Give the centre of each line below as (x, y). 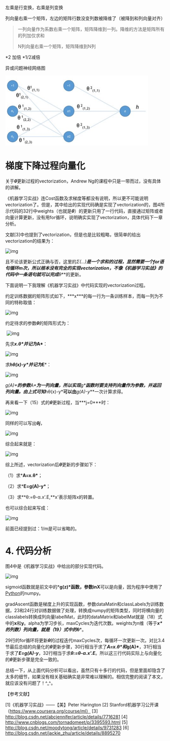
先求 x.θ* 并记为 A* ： (26, 343)
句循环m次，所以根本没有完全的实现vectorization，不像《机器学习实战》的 (84, 268)
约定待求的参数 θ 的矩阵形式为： (38, 323)
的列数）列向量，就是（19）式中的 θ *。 (46, 629)
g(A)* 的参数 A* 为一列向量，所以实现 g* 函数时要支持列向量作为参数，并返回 (83, 385)
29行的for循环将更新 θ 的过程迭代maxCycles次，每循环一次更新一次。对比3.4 (85, 640)
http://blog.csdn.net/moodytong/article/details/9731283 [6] (67, 727)
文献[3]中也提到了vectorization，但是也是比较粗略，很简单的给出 (73, 234)
